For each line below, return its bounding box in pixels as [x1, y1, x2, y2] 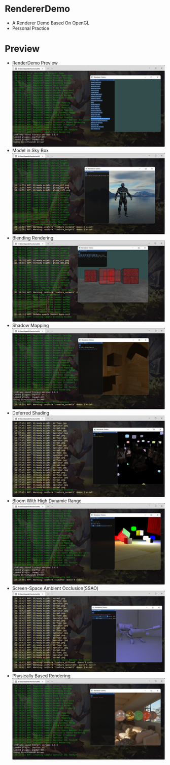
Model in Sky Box [12, 147, 49, 153]
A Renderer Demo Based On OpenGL [12, 20, 90, 26]
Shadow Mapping [12, 323, 49, 329]
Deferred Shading [12, 410, 50, 416]
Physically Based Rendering [12, 673, 71, 679]
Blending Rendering [12, 234, 54, 241]
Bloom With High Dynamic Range [12, 498, 82, 504]
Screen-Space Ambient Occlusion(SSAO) [12, 585, 99, 591]
